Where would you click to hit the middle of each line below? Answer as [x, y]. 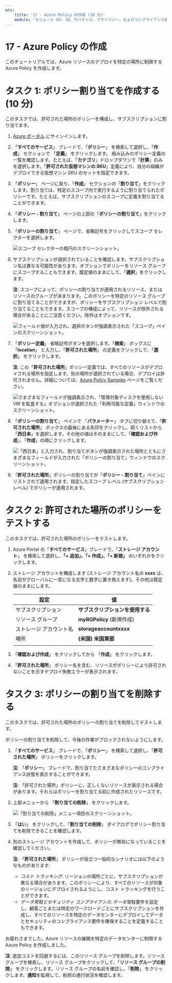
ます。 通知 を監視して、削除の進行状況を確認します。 [70, 975]
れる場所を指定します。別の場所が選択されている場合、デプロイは [91, 374]
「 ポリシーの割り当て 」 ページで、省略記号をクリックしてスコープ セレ [88, 231]
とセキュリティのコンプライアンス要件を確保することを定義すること [92, 921]
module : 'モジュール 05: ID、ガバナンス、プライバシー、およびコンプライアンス [90, 20]
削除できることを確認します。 [53, 831]
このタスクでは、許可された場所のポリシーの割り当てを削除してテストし [81, 722]
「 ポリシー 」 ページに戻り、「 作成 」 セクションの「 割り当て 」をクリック [89, 184]
